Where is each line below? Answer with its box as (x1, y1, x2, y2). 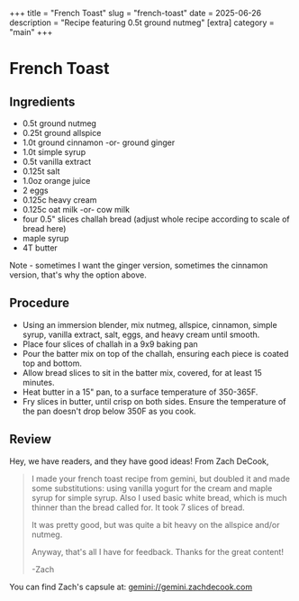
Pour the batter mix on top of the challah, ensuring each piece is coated (22, 348, 289, 359)
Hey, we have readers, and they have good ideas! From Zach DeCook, (9, 455, 269, 467)
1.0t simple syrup (22, 147, 86, 157)
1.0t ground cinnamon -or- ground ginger (22, 137, 176, 148)
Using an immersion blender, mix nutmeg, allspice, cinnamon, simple (22, 319, 277, 330)
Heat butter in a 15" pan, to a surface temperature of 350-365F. (22, 387, 258, 397)
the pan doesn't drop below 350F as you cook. (22, 405, 196, 416)
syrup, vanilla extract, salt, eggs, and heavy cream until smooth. (22, 329, 260, 340)
